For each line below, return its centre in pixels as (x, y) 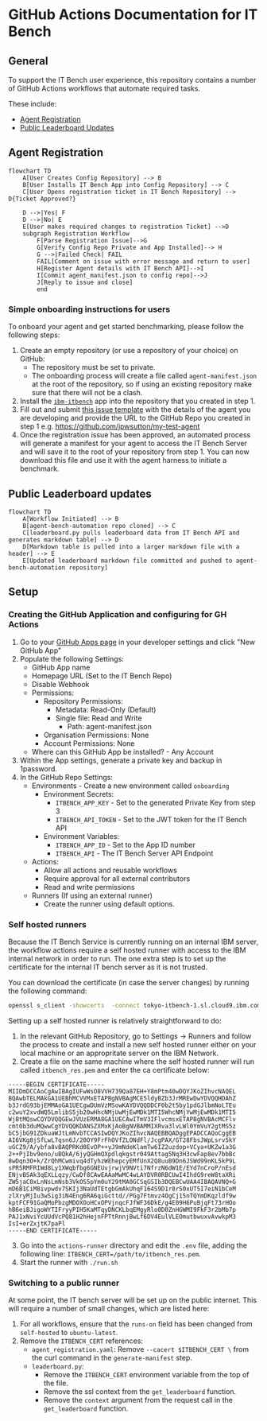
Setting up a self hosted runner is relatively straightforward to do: (115, 1020)
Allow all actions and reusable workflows (110, 870)
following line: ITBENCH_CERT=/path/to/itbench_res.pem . (110, 1253)
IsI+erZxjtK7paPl (37, 1223)
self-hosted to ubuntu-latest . (69, 1333)
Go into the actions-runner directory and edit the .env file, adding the (133, 1245)
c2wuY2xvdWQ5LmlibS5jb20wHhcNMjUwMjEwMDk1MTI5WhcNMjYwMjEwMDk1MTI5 (122, 1112)
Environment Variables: (81, 836)
